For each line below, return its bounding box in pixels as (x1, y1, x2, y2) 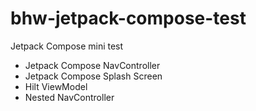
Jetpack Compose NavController (24, 59, 161, 71)
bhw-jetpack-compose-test (10, 7, 247, 30)
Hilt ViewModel (24, 80, 88, 92)
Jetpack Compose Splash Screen (24, 70, 163, 82)
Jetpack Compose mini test (10, 40, 124, 52)
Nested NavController (24, 91, 115, 103)
